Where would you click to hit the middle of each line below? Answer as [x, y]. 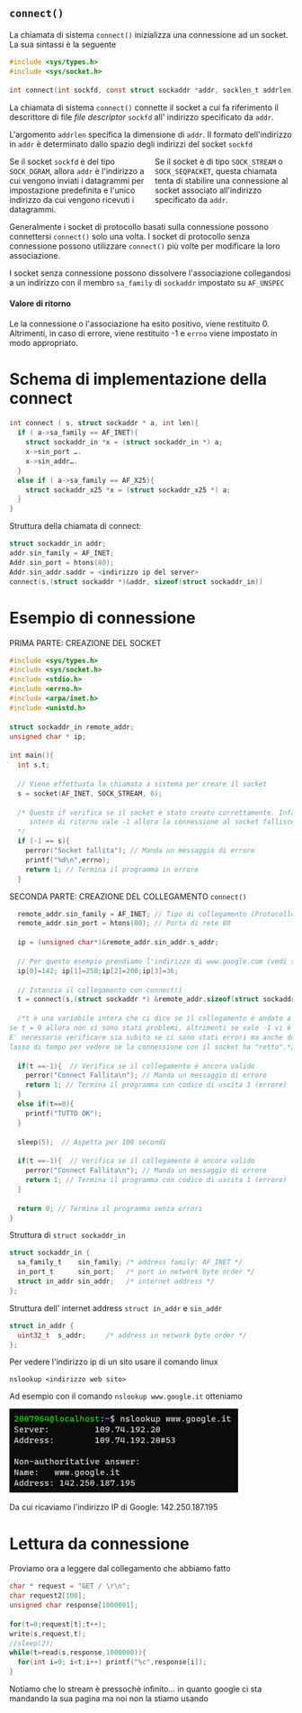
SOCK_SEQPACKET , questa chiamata [216, 171]
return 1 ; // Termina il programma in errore [112, 870]
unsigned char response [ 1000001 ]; [74, 1606]
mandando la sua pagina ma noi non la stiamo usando [109, 1699]
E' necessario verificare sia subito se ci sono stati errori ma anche [146, 1037]
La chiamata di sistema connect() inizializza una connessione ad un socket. [149, 34]
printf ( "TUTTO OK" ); [64, 1113]
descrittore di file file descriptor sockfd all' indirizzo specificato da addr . [142, 117]
